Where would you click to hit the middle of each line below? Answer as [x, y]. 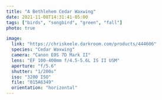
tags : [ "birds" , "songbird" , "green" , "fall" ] [64, 22]
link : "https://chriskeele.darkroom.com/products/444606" [84, 44]
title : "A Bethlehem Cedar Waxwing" [51, 11]
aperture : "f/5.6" [34, 66]
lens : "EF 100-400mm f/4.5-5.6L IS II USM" [65, 60]
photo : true [21, 28]
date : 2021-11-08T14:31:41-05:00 [47, 17]
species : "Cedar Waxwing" [43, 50]
